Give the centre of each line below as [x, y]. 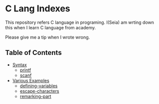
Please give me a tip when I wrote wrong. [48, 37]
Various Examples [31, 80]
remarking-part [35, 96]
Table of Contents [34, 53]
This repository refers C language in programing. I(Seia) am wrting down [80, 22]
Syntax [20, 64]
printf [25, 70]
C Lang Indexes [38, 9]
